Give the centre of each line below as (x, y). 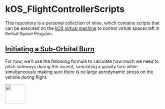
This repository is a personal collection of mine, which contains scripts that (82, 23)
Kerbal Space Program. (29, 33)
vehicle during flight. (26, 77)
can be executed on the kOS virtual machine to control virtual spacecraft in (82, 28)
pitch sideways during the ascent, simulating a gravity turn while (71, 66)
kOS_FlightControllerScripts (65, 9)
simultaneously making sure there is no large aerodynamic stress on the (79, 72)
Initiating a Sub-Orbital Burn (50, 49)
